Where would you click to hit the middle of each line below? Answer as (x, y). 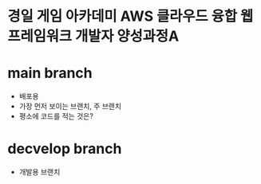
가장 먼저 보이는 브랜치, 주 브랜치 (70, 106)
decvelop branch (65, 149)
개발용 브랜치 (40, 172)
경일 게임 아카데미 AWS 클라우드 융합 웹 (130, 16)
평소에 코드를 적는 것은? (56, 116)
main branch (50, 73)
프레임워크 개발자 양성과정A (93, 36)
